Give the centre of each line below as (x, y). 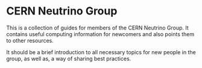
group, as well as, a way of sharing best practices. (69, 58)
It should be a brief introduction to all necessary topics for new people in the (101, 52)
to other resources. (30, 40)
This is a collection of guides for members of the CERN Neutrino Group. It (97, 28)
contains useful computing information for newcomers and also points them (100, 34)
